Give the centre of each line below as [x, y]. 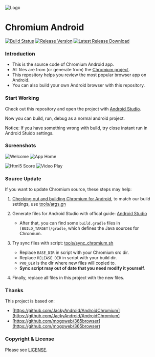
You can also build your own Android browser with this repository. [78, 85]
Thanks [14, 291]
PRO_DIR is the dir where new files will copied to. [68, 263]
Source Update [23, 178]
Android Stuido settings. [29, 133]
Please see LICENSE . [26, 350]
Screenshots [21, 146]
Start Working [22, 98]
